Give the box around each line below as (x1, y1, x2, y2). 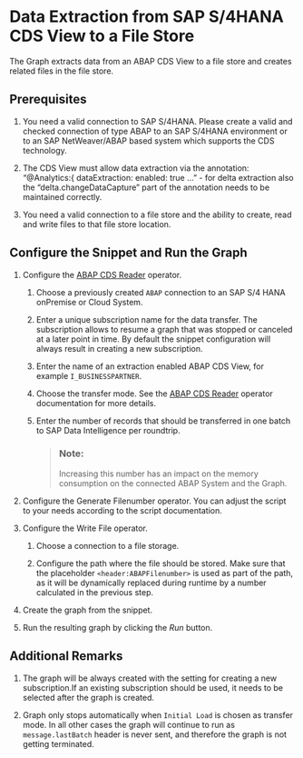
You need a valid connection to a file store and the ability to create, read (22, 209, 292, 220)
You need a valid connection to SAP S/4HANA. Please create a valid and (22, 115, 293, 126)
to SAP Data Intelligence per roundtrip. (35, 424, 181, 435)
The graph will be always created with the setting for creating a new (22, 673, 278, 683)
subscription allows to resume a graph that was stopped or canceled (35, 324, 293, 334)
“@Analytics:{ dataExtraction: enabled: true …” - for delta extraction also (22, 172, 294, 183)
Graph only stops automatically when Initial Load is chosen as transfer (22, 709, 293, 720)
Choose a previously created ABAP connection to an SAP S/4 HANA (35, 286, 286, 297)
